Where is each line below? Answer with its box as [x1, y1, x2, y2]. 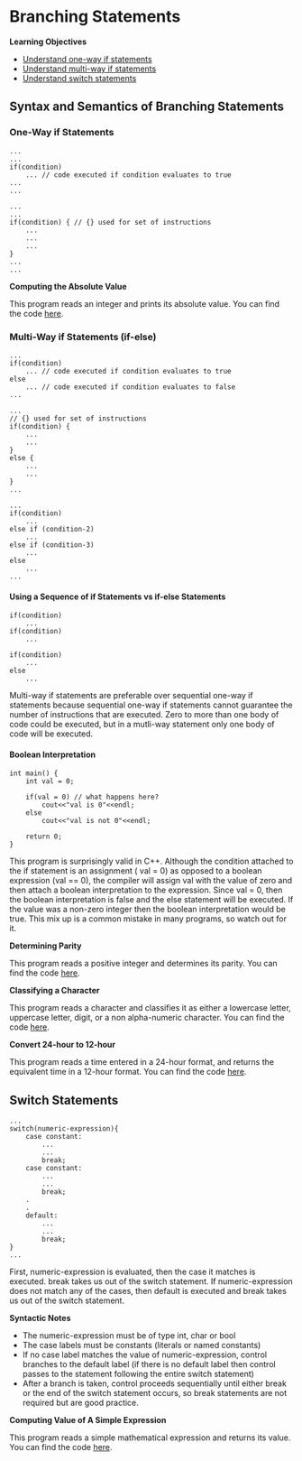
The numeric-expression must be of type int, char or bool [22, 1330, 236, 1341]
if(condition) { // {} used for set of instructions [9, 217, 212, 227]
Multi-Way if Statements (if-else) [9, 330, 157, 343]
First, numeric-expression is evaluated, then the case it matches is [9, 1266, 256, 1278]
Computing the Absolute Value [9, 281, 128, 291]
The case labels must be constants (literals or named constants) [22, 1340, 261, 1351]
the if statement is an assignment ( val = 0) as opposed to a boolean [9, 865, 263, 876]
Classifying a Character [9, 985, 100, 996]
